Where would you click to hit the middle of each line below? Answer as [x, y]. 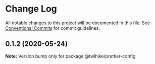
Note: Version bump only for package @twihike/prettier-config [70, 56]
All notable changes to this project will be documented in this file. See [78, 23]
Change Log [31, 9]
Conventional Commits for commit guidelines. [53, 28]
